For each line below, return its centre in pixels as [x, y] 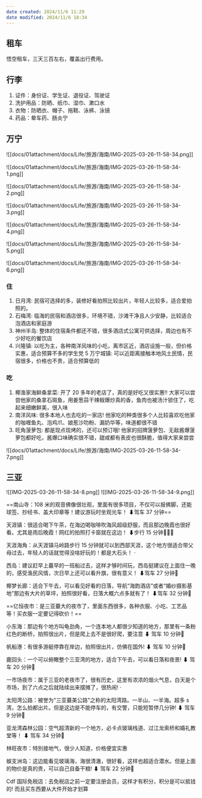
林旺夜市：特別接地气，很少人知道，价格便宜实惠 [67, 748]
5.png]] [15, 250]
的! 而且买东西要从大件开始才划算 [47, 789]
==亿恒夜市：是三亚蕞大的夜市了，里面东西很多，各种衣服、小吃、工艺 [94, 606]
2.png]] [16, 193]
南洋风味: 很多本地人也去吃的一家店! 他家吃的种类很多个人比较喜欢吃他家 [105, 415]
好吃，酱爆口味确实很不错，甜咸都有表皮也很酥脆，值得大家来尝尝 [112, 438]
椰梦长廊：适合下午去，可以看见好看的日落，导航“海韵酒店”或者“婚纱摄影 [97, 586]
